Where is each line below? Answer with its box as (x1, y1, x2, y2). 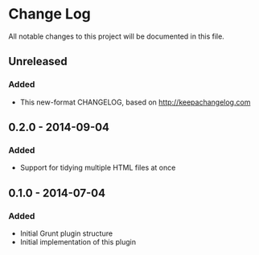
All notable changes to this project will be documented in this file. (8, 31, 225, 41)
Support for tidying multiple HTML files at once (19, 162, 176, 173)
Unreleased (8, 55, 68, 68)
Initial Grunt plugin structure (19, 228, 113, 238)
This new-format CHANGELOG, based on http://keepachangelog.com (19, 97, 251, 107)
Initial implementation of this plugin (19, 237, 137, 246)
